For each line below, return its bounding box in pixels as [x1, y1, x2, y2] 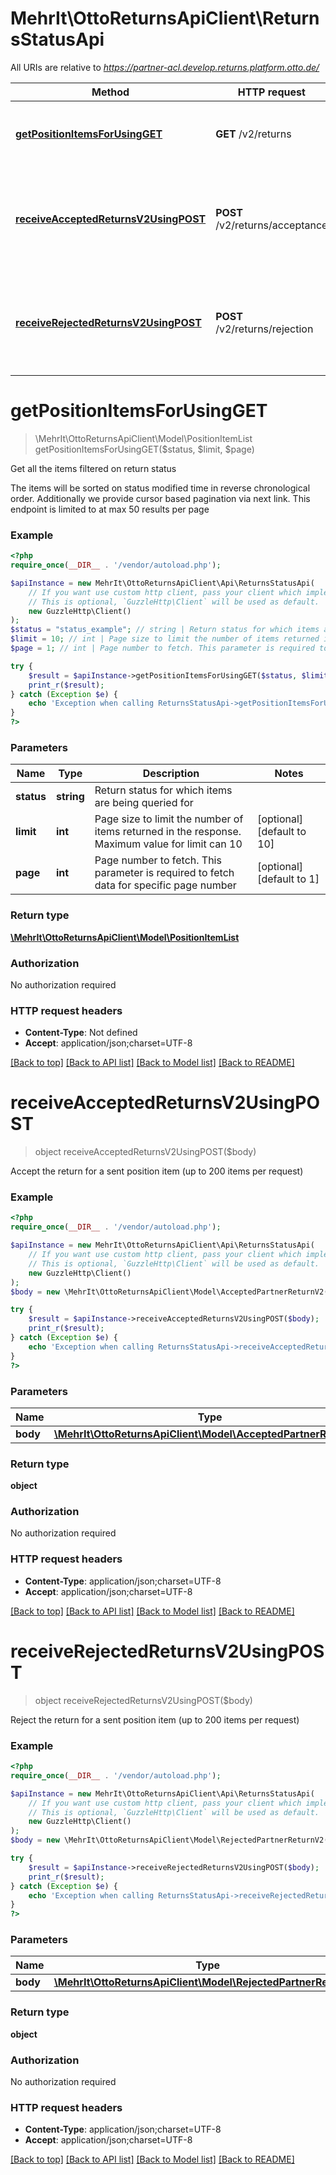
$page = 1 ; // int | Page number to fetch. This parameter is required [10, 643, 315, 654]
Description [142, 767, 200, 781]
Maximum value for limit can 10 [94, 837, 243, 851]
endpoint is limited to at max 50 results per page [10, 503, 210, 515]
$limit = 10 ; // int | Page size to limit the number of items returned [10, 634, 320, 644]
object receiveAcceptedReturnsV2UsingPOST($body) [34, 1146, 257, 1158]
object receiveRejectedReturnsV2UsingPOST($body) [34, 1694, 253, 1706]
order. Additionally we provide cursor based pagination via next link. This [10, 492, 311, 504]
